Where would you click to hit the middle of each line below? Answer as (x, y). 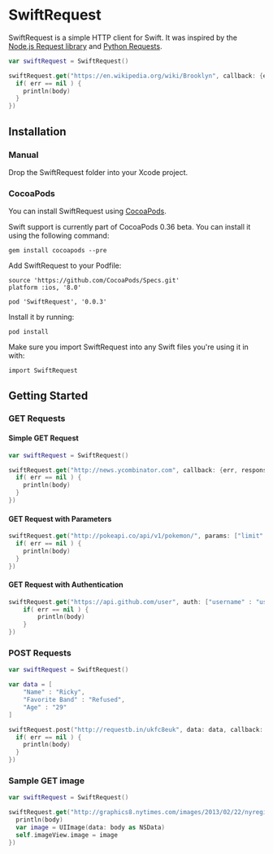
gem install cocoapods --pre (58, 251)
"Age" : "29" (45, 707)
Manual (24, 155)
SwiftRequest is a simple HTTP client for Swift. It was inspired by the (123, 37)
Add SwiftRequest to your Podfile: (65, 265)
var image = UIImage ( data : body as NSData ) (90, 827)
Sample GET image (47, 781)
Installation (37, 131)
